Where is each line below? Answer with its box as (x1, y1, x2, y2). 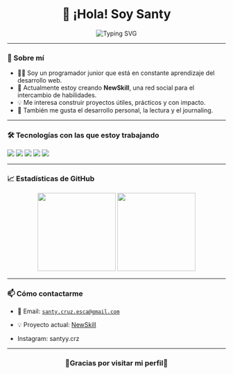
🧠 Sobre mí (7, 53, 44, 62)
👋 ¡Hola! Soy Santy (62, 6, 171, 22)
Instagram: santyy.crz (17, 335, 80, 343)
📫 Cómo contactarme (7, 288, 83, 298)
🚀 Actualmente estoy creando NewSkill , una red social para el (17, 83, 195, 92)
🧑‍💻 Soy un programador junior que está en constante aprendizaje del (17, 69, 215, 77)
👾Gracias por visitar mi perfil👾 (64, 358, 169, 368)
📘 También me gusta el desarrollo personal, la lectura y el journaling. (17, 106, 214, 115)
